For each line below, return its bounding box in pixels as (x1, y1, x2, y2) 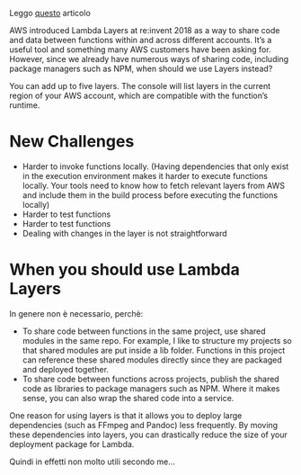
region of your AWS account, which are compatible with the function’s (9, 90, 268, 101)
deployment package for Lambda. (9, 438, 135, 449)
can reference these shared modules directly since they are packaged (22, 354, 282, 365)
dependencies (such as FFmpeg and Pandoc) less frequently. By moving (9, 419, 279, 430)
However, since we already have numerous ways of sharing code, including (9, 54, 289, 64)
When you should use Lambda (9, 260, 241, 280)
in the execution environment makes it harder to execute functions (22, 170, 268, 181)
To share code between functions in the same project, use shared (22, 326, 267, 336)
